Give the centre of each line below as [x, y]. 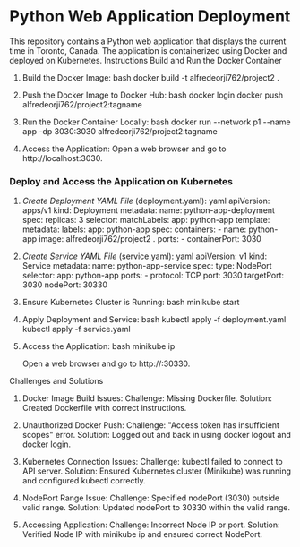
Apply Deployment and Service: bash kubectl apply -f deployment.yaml [154, 320]
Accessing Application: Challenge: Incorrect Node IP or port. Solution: [151, 525]
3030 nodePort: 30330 [65, 285]
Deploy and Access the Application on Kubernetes [121, 181]
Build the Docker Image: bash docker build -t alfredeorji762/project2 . [150, 77]
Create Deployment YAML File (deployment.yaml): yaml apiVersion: [146, 201]
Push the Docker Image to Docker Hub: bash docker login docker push [153, 95]
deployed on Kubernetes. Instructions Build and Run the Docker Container [146, 60]
